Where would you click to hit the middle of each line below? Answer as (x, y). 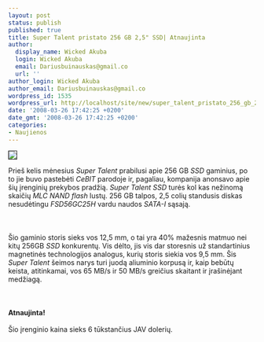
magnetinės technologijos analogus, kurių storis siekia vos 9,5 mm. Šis (123, 254)
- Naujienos (27, 132)
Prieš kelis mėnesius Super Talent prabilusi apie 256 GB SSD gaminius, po (128, 171)
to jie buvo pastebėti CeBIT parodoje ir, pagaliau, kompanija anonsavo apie (129, 178)
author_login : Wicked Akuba (54, 81)
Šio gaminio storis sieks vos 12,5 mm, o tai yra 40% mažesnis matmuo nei (128, 237)
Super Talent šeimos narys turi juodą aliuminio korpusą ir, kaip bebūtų (121, 262)
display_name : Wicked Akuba (61, 52)
